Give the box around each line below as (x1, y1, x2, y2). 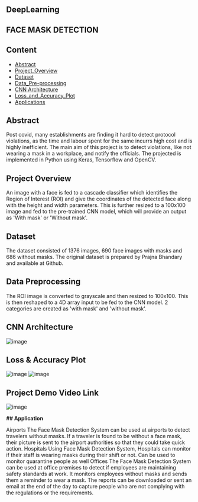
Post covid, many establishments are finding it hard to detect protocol (6, 131, 176, 138)
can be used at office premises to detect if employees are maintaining (6, 464, 176, 471)
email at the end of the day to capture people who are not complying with (6, 483, 185, 490)
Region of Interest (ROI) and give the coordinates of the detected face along (6, 195, 191, 203)
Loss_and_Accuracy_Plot (14, 92, 76, 99)
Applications (14, 98, 46, 105)
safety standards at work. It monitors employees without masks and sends (6, 470, 187, 478)
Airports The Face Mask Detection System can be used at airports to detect (6, 426, 190, 433)
